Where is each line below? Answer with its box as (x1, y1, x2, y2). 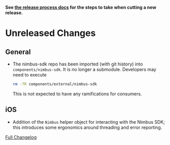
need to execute (12, 72, 47, 78)
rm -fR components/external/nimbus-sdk (12, 82, 97, 87)
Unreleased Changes (5, 27, 96, 39)
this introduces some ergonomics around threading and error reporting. (12, 124, 162, 130)
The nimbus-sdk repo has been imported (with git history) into (12, 61, 143, 67)
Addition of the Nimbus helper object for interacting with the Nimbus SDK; (12, 119, 165, 125)
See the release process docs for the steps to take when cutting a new (5, 5, 156, 10)
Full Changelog (5, 134, 37, 140)
